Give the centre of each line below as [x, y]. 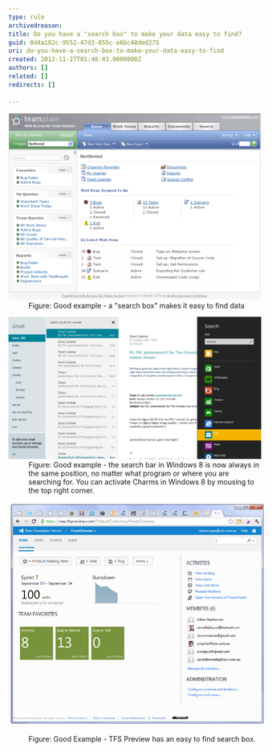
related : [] [28, 76]
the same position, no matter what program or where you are [129, 473]
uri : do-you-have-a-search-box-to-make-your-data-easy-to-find [116, 51]
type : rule [26, 17]
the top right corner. [61, 490]
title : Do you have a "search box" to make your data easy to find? [125, 34]
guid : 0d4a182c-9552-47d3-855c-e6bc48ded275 [84, 43]
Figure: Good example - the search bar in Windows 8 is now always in [144, 464]
